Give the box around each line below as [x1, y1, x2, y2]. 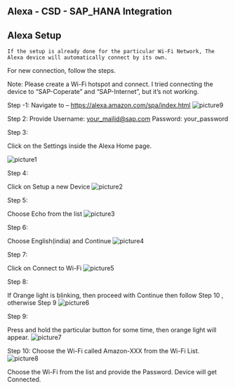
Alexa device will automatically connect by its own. [7, 54, 168, 62]
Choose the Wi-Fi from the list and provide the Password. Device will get [7, 368, 217, 376]
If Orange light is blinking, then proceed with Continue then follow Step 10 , [7, 291, 224, 300]
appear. [7, 333, 29, 342]
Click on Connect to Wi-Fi [7, 264, 82, 273]
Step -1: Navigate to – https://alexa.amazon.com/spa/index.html [7, 101, 191, 109]
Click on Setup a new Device [7, 182, 90, 191]
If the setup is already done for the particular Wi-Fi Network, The [7, 48, 215, 55]
